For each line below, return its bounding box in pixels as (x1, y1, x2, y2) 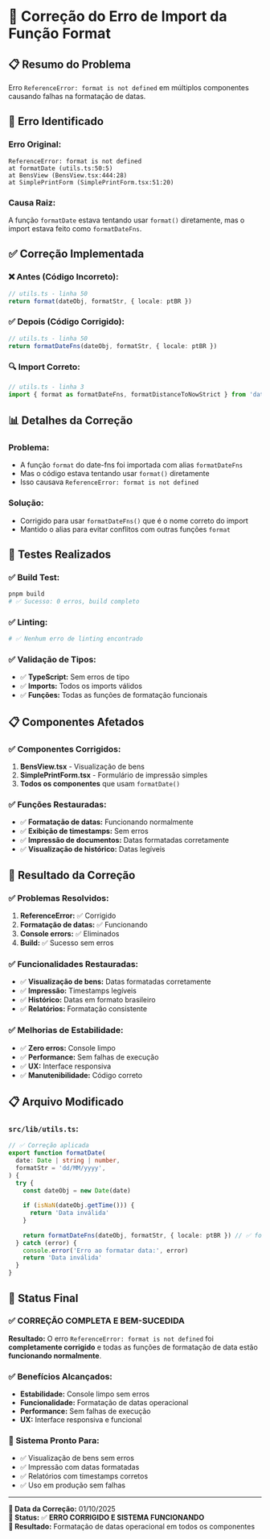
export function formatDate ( (8, 1149, 106, 1157)
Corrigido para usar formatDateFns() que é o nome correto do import (19, 516, 249, 525)
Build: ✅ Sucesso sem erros (19, 938, 114, 948)
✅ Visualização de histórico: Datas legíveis (19, 844, 166, 854)
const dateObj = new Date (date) (22, 1186, 131, 1195)
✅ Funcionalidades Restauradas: (8, 959, 139, 969)
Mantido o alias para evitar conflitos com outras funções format (19, 524, 231, 534)
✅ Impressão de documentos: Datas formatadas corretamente (19, 836, 229, 845)
